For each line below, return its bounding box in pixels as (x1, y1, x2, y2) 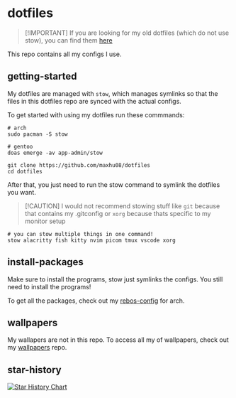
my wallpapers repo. (7, 343, 67, 352)
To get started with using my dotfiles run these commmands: (7, 110, 185, 119)
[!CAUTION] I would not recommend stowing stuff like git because (24, 201, 220, 210)
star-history (7, 364, 62, 376)
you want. (7, 188, 37, 196)
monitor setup (24, 217, 66, 225)
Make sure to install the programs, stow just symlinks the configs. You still (7, 275, 223, 284)
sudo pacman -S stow (7, 130, 69, 138)
